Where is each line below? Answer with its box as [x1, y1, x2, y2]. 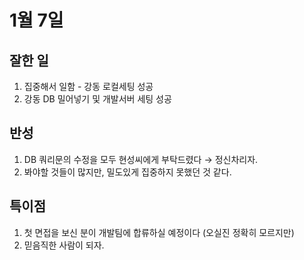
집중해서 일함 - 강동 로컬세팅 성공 [23, 81, 154, 92]
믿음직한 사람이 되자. [23, 239, 105, 251]
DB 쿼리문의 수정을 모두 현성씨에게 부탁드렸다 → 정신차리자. [23, 153, 259, 165]
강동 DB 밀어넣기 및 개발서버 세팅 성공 [23, 93, 172, 105]
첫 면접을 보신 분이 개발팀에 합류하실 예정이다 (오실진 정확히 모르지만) [23, 226, 295, 238]
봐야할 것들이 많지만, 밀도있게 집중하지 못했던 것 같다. [23, 166, 232, 178]
